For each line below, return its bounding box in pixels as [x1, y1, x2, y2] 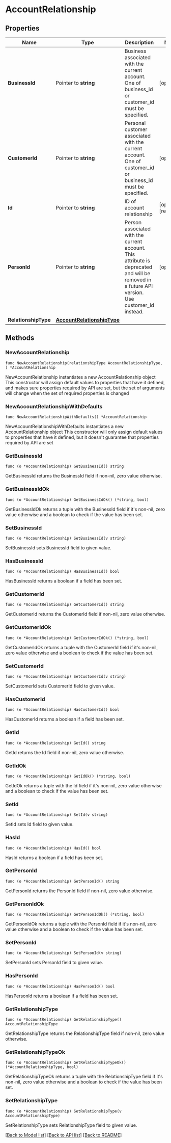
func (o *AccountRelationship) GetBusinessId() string [5, 464, 124, 469]
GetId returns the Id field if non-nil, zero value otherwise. [5, 749, 125, 755]
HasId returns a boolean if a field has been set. [5, 855, 103, 861]
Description [125, 39, 154, 46]
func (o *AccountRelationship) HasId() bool [5, 845, 101, 850]
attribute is [124, 257, 150, 264]
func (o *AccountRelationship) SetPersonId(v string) [5, 950, 122, 956]
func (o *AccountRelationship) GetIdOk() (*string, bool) [5, 774, 131, 779]
